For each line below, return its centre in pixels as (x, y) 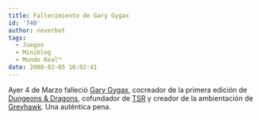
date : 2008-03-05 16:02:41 (53, 67)
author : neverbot (37, 30)
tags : (17, 38)
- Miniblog (33, 52)
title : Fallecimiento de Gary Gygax (69, 15)
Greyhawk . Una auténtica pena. (59, 106)
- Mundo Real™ (38, 60)
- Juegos (30, 45)
